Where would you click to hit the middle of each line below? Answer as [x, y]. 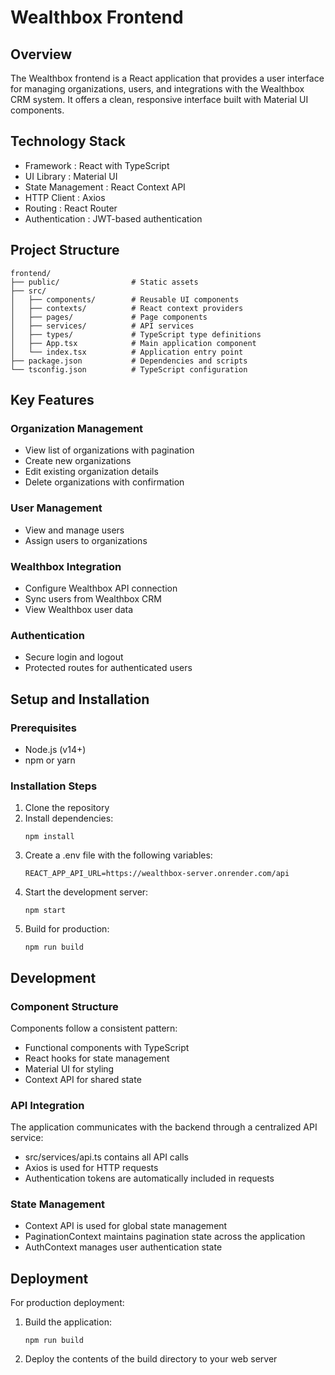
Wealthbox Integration [66, 566]
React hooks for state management [97, 1058]
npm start [45, 911]
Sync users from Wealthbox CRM [93, 598]
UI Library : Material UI [71, 176]
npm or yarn [50, 760]
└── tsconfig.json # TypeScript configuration [129, 369]
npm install [49, 837]
